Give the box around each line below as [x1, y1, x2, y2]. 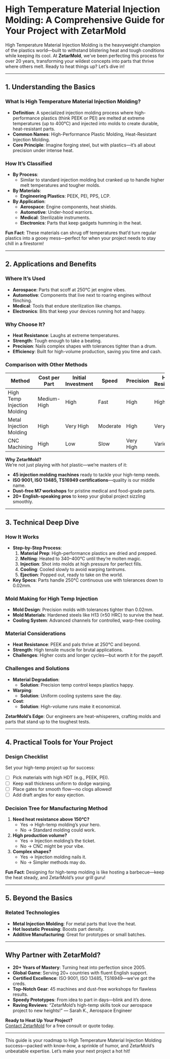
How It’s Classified [5, 160, 52, 167]
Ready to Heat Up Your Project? [5, 1017, 73, 1023]
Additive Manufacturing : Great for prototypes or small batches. [12, 931, 146, 937]
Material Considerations [5, 630, 66, 637]
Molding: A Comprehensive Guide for [5, 14, 165, 26]
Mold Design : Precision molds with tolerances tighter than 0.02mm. [12, 607, 154, 613]
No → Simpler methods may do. [20, 859, 87, 865]
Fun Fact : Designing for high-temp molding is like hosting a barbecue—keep [5, 869, 164, 875]
